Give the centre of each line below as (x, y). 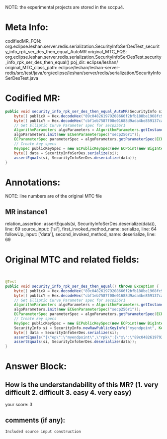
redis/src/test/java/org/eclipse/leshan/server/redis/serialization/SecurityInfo (83, 73)
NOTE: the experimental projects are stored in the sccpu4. (65, 7)
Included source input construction (43, 432)
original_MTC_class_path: (31, 67)
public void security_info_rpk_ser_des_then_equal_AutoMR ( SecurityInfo (81, 111)
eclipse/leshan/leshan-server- (89, 67)
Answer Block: (36, 367)
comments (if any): (35, 420)
